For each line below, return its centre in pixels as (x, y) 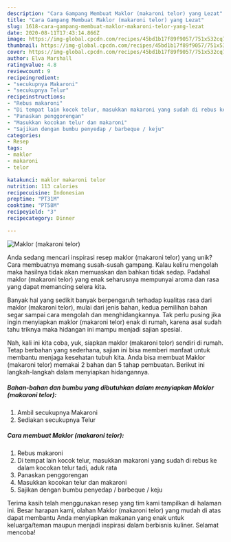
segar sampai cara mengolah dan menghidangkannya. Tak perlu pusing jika (114, 314)
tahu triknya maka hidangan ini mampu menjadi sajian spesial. (95, 329)
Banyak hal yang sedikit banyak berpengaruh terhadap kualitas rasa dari (109, 300)
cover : (16, 52)
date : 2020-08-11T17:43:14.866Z (53, 33)
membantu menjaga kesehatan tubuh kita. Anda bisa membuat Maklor (106, 357)
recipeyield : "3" (32, 212)
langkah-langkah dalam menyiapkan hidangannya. (78, 372)
